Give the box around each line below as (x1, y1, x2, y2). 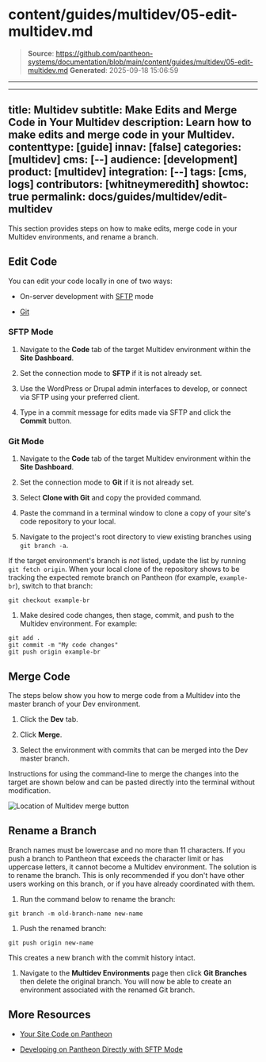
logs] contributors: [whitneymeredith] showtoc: (8, 178, 249, 191)
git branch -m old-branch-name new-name (8, 910, 144, 918)
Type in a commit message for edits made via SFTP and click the (19, 407, 231, 417)
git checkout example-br (8, 596, 90, 604)
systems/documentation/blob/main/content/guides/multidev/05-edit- (27, 57, 253, 67)
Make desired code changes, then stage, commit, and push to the (19, 611, 235, 620)
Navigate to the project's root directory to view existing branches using (19, 532, 252, 542)
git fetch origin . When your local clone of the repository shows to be (8, 565, 240, 574)
